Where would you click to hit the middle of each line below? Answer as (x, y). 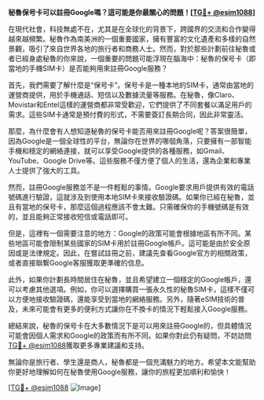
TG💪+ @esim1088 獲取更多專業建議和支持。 (79, 345)
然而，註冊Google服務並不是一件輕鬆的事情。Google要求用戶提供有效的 (125, 187)
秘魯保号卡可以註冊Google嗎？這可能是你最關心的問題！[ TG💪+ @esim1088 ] (132, 12)
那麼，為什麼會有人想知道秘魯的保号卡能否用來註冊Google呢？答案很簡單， (130, 131)
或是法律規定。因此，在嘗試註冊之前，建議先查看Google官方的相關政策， (133, 253)
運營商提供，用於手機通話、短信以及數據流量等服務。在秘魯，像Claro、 (123, 95)
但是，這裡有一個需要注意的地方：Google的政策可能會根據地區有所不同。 (126, 233)
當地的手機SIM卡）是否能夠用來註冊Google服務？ (88, 68)
